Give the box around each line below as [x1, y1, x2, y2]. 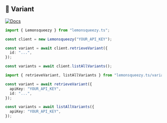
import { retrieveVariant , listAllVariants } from [5, 73, 112, 78]
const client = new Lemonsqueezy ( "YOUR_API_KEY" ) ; [5, 37, 112, 42]
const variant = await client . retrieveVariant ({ [5, 46, 108, 51]
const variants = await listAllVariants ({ [5, 105, 94, 110]
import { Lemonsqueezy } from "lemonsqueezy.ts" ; [5, 28, 110, 33]
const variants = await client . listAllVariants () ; [5, 64, 112, 69]
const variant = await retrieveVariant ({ [5, 81, 92, 87]
